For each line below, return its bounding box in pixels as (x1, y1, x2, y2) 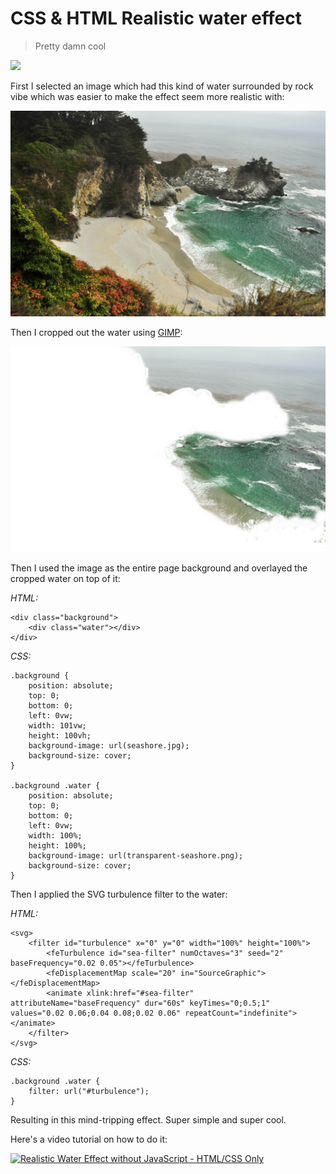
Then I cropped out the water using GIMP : (10, 327, 183, 339)
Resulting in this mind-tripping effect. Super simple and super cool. (10, 1114, 287, 1126)
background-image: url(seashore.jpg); (28, 741, 190, 751)
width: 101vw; (28, 721, 87, 731)
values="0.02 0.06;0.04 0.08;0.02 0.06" (10, 1008, 182, 1019)
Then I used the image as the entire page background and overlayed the (10, 562, 308, 574)
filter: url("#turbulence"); (28, 1087, 150, 1097)
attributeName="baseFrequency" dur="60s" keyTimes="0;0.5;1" (10, 998, 271, 1009)
